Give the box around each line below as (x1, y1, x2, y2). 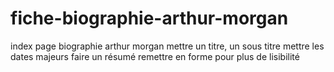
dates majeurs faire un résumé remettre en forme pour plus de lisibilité (10, 50, 300, 62)
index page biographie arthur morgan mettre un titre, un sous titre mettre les (10, 40, 325, 52)
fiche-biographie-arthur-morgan (10, 7, 289, 30)
